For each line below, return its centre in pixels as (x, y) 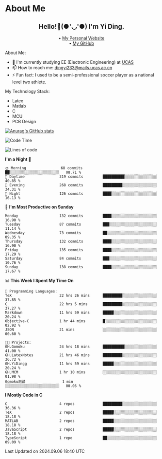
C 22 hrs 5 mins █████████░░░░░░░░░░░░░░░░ (81, 304)
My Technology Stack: (27, 91)
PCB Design (24, 121)
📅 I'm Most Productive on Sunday (39, 207)
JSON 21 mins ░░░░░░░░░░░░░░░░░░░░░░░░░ (81, 330)
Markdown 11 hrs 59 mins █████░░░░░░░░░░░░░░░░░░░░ (81, 312)
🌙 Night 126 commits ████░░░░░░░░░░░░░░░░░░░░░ (81, 194)
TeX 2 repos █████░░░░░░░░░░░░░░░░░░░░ (81, 412)
